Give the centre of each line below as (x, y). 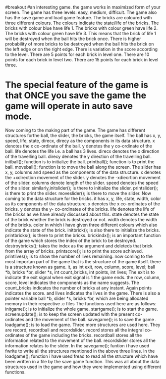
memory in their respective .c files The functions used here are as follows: (81, 303)
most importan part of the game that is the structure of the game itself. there (83, 261)
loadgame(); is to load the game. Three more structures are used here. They (83, 325)
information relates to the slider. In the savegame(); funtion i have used (77, 345)
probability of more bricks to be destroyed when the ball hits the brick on (80, 44)
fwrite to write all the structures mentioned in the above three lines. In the (80, 351)
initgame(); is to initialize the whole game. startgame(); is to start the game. (82, 309)
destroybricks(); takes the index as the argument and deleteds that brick (79, 246)
